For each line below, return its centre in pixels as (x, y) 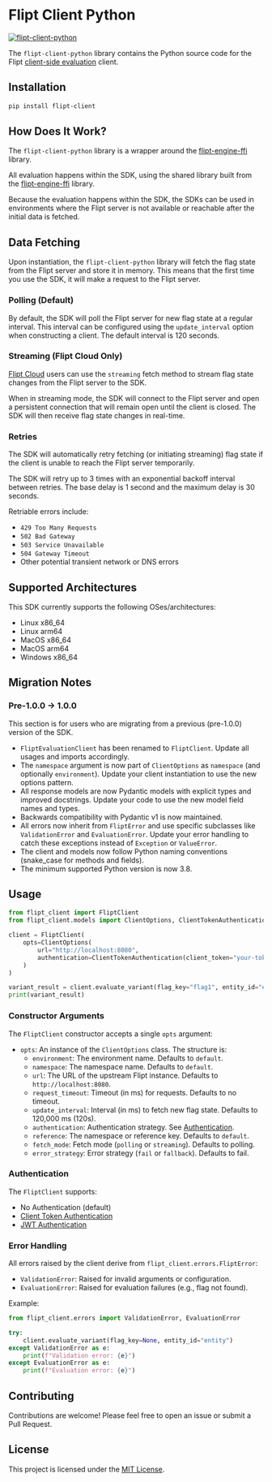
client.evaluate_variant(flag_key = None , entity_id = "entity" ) (128, 1340)
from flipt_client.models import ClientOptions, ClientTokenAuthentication (139, 920)
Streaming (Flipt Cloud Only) (66, 356)
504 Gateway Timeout (55, 554)
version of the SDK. (41, 732)
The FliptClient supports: (53, 1191)
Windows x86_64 (49, 657)
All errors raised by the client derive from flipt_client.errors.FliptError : (133, 1264)
